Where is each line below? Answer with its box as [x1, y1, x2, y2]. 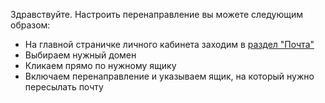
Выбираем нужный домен [24, 49, 137, 61]
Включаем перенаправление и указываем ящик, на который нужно [24, 70, 315, 82]
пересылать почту [24, 81, 104, 93]
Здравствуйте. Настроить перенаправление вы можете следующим [10, 9, 304, 20]
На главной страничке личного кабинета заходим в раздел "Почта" [24, 39, 315, 50]
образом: [10, 19, 51, 31]
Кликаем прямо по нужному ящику [24, 60, 177, 71]
